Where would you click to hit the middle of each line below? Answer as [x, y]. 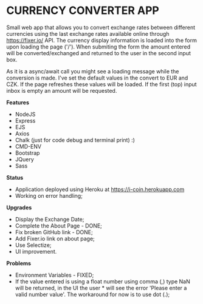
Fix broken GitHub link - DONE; [54, 232]
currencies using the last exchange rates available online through [88, 33]
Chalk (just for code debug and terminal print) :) [75, 140]
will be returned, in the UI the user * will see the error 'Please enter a [101, 288]
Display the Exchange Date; [50, 219]
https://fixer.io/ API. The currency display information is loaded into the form [102, 40]
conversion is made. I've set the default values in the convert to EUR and [97, 78]
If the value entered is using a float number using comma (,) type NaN [102, 281]
